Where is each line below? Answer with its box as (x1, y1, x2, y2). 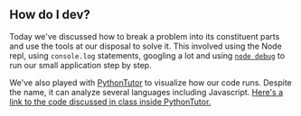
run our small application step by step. (9, 59, 152, 70)
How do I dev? (9, 7, 90, 22)
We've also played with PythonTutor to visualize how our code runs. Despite (9, 76, 292, 88)
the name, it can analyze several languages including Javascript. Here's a (9, 86, 284, 97)
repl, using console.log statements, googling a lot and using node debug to (9, 49, 286, 61)
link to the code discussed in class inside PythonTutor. (9, 96, 212, 107)
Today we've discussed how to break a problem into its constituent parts (9, 31, 280, 41)
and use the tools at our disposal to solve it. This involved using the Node (9, 40, 282, 51)
